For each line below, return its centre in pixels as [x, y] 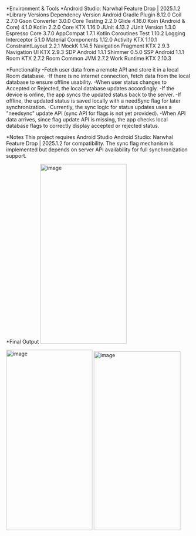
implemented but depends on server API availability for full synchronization [97, 150]
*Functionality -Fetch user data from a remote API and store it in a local [92, 69]
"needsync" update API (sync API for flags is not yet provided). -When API [96, 113]
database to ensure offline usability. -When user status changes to [87, 82]
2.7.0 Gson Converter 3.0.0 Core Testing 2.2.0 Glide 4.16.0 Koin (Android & [96, 21]
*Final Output [23, 342]
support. [16, 156]
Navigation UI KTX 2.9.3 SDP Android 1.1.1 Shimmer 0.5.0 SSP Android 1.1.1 [95, 52]
